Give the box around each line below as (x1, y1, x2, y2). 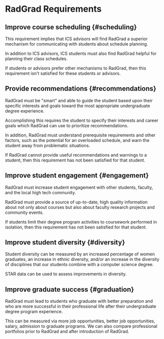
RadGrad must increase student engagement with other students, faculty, (5, 184, 153, 190)
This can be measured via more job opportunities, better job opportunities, (5, 318, 156, 324)
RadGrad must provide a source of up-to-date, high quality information (5, 199, 148, 205)
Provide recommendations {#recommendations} (5, 85, 157, 93)
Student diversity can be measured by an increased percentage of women (5, 251, 155, 257)
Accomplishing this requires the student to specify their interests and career (5, 117, 159, 123)
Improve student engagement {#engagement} (5, 171, 149, 180)
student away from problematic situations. (5, 142, 91, 148)
